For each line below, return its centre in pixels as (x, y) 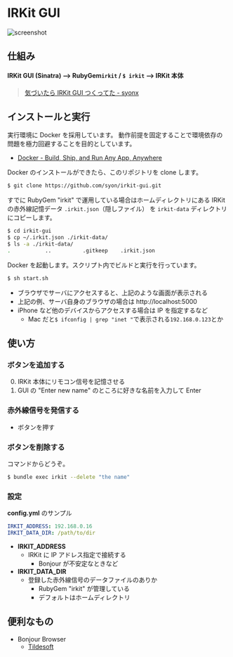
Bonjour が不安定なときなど (78, 563)
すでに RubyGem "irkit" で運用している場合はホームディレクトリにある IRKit (116, 200)
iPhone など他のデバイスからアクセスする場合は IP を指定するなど (113, 310)
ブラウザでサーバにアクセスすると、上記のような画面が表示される (113, 293)
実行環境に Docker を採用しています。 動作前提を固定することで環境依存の (115, 135)
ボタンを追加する (36, 365)
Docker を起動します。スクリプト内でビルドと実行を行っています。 (104, 264)
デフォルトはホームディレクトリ (84, 597)
